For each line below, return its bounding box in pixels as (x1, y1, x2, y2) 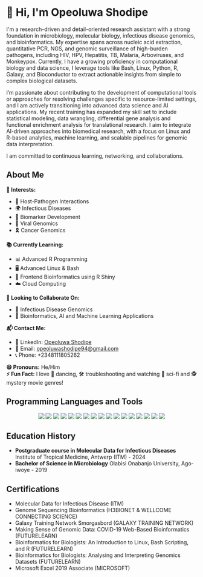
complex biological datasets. (6, 77, 77, 84)
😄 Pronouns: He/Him (6, 363, 60, 371)
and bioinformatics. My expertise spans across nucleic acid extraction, (6, 38, 182, 46)
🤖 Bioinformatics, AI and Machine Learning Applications (14, 312, 154, 319)
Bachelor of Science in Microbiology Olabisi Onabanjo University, (14, 460, 180, 467)
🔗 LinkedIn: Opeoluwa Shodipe (14, 338, 92, 345)
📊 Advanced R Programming (14, 255, 88, 263)
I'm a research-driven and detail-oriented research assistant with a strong (6, 25, 190, 33)
